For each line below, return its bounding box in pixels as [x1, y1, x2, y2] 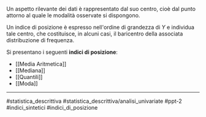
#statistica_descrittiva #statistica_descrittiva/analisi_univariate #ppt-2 [6, 97, 182, 105]
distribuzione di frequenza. [6, 37, 75, 43]
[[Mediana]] [15, 67, 45, 74]
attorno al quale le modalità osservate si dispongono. [6, 12, 140, 19]
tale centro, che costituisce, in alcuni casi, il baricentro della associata [6, 30, 183, 37]
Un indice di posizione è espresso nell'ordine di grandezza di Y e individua [6, 24, 195, 31]
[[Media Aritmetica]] [15, 61, 67, 67]
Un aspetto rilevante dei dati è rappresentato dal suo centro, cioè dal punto [6, 6, 196, 12]
